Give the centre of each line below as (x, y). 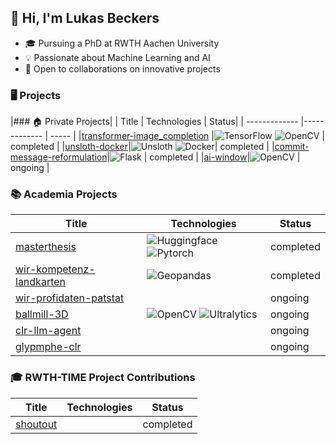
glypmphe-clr (48, 347)
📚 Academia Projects (64, 194)
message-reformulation (59, 157)
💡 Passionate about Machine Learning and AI (117, 57)
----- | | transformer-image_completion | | (187, 136)
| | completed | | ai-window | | (203, 157)
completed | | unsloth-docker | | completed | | (142, 147)
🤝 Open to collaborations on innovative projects (122, 68)
